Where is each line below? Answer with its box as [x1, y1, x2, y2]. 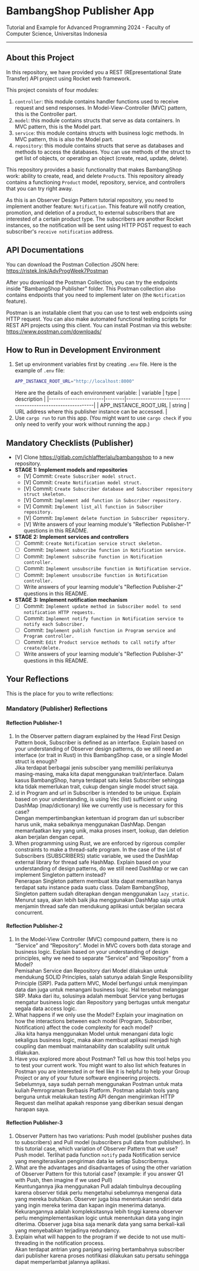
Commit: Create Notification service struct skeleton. [23, 539, 163, 547]
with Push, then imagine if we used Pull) [14, 1177, 113, 1184]
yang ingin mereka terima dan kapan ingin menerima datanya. [14, 1202, 166, 1209]
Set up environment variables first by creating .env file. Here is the [14, 360, 177, 368]
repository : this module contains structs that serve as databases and [14, 142, 184, 149]
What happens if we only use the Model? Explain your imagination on [14, 1011, 184, 1018]
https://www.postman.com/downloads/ [6, 328, 102, 335]
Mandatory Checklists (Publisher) [6, 437, 134, 448]
